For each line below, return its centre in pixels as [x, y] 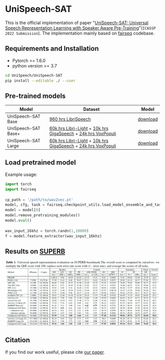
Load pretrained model [41, 163]
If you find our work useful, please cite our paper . [55, 352]
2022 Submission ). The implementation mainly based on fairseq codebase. [80, 33]
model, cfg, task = [25, 205]
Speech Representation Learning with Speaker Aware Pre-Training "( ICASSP [81, 28]
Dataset [91, 109]
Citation [18, 340]
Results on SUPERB [35, 251]
